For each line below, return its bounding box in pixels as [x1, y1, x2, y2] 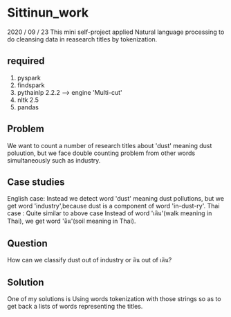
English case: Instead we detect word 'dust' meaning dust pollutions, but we [7, 194, 225, 203]
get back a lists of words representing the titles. [7, 302, 143, 310]
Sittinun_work [7, 5, 89, 21]
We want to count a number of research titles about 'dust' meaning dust [7, 141, 212, 150]
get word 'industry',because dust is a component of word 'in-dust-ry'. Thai [7, 202, 220, 210]
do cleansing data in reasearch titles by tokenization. [7, 35, 158, 43]
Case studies [7, 176, 65, 188]
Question [7, 237, 48, 249]
